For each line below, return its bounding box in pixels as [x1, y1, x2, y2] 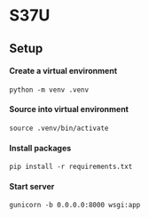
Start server [9, 181, 55, 191]
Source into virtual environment [9, 104, 129, 115]
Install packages [9, 142, 72, 153]
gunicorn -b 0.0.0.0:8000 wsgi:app [9, 201, 141, 210]
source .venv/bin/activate [9, 124, 109, 133]
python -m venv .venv [9, 85, 90, 94]
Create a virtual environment [9, 66, 118, 77]
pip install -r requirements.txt [9, 162, 133, 172]
